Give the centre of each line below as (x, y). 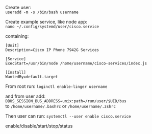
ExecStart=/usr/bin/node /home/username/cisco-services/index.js (76, 63)
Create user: (18, 7)
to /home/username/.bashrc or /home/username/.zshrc (61, 106)
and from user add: (26, 96)
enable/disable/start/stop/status (39, 126)
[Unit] (12, 46)
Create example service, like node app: (46, 22)
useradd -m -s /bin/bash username (42, 12)
